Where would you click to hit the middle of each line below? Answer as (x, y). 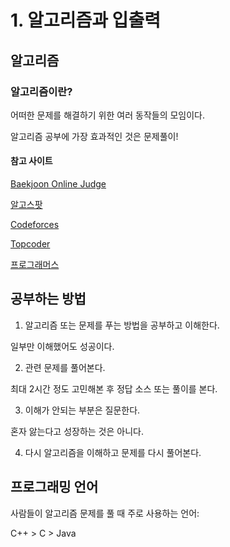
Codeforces (35, 225)
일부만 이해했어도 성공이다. (62, 346)
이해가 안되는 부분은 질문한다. (82, 410)
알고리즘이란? (41, 91)
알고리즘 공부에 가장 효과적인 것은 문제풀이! (94, 136)
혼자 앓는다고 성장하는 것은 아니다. (77, 431)
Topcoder (30, 244)
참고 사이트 (31, 161)
